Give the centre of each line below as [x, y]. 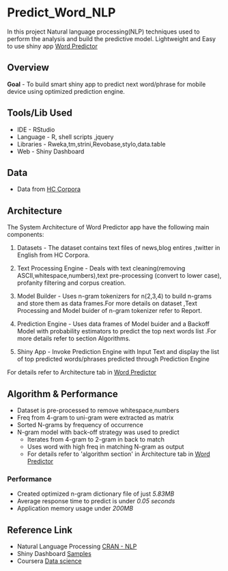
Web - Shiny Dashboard [51, 151]
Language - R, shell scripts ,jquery [65, 137]
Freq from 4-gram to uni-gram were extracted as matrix [95, 418]
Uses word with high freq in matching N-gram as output [105, 447]
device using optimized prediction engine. [66, 91]
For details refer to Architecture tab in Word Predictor [82, 372]
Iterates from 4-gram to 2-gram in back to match [96, 439]
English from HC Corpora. [53, 255]
